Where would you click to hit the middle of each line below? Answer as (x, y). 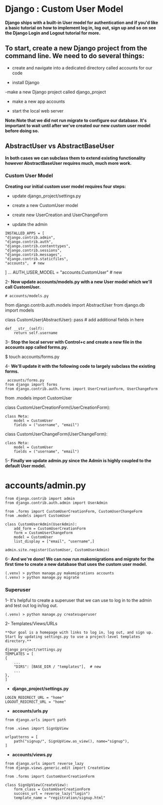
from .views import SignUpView (37, 729)
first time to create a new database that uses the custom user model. (76, 564)
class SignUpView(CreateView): (37, 785)
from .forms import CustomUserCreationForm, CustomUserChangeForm (74, 511)
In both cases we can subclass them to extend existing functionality (75, 158)
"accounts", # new (25, 263)
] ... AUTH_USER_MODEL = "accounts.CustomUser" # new (64, 272)
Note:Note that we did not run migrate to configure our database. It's (76, 120)
